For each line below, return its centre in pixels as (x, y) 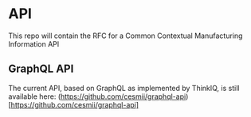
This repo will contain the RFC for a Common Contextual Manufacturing (125, 36)
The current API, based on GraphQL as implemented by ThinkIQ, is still (124, 88)
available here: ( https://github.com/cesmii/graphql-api (97, 96)
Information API (34, 43)
